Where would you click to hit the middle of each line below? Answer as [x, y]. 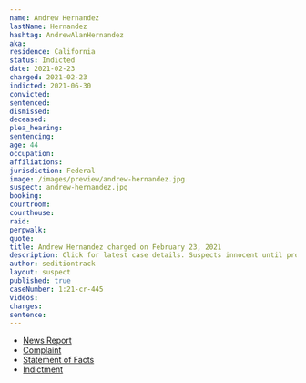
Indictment [43, 369]
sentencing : [32, 137]
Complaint [42, 350]
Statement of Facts [58, 360]
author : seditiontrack [52, 264]
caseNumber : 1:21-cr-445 [56, 289]
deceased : [28, 119]
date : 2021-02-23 [42, 69]
